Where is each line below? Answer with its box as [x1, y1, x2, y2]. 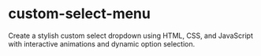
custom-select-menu [8, 5, 151, 23]
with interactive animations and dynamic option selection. [8, 39, 196, 48]
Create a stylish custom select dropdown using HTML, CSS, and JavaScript [8, 31, 254, 40]
